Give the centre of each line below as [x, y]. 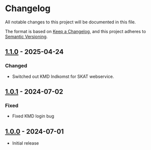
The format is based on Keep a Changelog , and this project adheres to [75, 31]
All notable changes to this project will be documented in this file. [71, 22]
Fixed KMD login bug [33, 116]
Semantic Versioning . [26, 37]
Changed [16, 66]
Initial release [25, 143]
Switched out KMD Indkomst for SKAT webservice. [63, 76]
